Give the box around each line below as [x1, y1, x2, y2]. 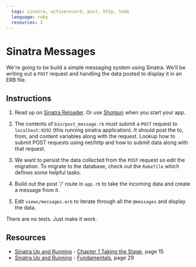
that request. [14, 145, 46, 152]
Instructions [6, 93, 51, 103]
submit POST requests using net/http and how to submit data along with [14, 139, 188, 146]
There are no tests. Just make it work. [6, 215, 98, 222]
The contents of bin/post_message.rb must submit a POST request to [14, 121, 178, 128]
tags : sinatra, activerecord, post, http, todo [11, 8, 130, 15]
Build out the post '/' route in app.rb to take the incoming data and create [14, 180, 191, 187]
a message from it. [14, 187, 60, 194]
